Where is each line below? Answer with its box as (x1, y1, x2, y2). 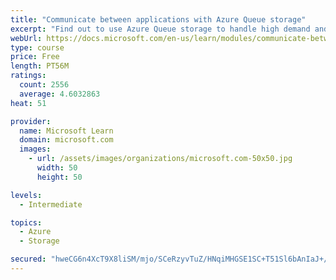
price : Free (10, 52, 60, 62)
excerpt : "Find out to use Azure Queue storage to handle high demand (10, 24, 311, 34)
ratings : (10, 71, 47, 81)
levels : (10, 190, 43, 200)
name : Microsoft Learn (19, 126, 114, 136)
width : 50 (36, 163, 78, 173)
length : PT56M (10, 61, 70, 71)
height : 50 (36, 172, 83, 182)
